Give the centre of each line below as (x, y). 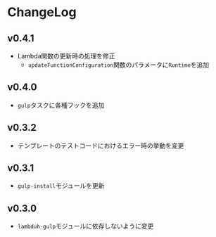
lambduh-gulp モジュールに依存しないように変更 (85, 226)
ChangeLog (42, 12)
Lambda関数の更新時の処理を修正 (66, 56)
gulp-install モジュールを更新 (61, 186)
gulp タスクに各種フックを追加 (61, 105)
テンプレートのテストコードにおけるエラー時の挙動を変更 (101, 146)
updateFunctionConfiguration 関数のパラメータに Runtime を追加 (119, 65)
